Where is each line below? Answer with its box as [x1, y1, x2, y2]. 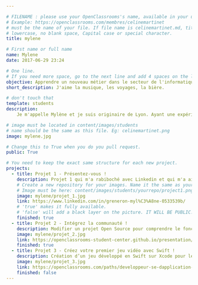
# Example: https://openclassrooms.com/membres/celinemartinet [6, 19, 165, 25]
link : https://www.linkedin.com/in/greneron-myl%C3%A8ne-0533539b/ [16, 198, 186, 204]
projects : [6, 166, 31, 172]
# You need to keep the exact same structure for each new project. [6, 160, 178, 166]
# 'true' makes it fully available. [16, 204, 107, 210]
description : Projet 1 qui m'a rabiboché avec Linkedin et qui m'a [16, 176, 186, 182]
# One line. [6, 68, 35, 74]
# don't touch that [6, 95, 54, 101]
